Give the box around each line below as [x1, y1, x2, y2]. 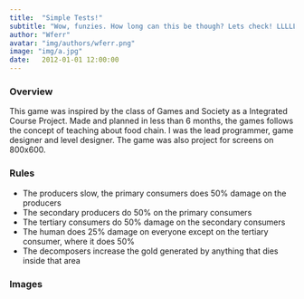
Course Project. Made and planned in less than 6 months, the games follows [9, 115, 294, 127]
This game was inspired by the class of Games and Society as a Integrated [9, 106, 288, 117]
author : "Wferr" [9, 30, 71, 39]
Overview [9, 85, 53, 98]
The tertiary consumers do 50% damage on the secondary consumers [22, 217, 286, 227]
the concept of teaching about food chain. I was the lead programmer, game [9, 125, 294, 136]
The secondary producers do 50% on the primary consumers [22, 207, 252, 217]
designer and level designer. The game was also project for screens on [9, 135, 274, 146]
